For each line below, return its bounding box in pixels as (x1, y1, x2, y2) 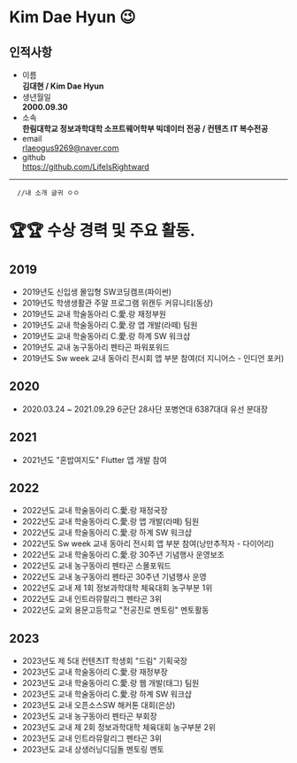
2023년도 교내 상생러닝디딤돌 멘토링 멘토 (21, 744, 165, 755)
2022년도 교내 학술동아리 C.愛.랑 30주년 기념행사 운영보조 (21, 550, 225, 560)
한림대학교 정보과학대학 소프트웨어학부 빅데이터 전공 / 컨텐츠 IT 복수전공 (21, 123, 269, 134)
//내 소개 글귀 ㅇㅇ (17, 189, 80, 197)
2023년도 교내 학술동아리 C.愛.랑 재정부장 (21, 667, 168, 677)
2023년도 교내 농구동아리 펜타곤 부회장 (21, 711, 157, 721)
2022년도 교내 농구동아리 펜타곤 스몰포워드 (21, 560, 171, 571)
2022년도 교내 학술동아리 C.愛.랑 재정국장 (21, 505, 168, 516)
